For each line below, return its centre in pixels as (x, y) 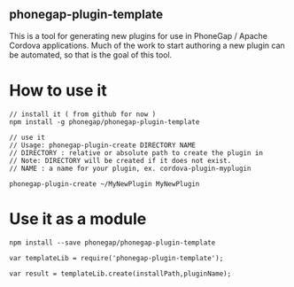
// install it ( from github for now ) (83, 114)
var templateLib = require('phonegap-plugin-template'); (116, 258)
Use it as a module (78, 218)
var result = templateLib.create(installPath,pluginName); (120, 274)
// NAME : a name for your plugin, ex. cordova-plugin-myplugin (130, 168)
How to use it (58, 90)
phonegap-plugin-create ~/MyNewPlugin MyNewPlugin (104, 184)
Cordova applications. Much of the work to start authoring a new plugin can (147, 45)
